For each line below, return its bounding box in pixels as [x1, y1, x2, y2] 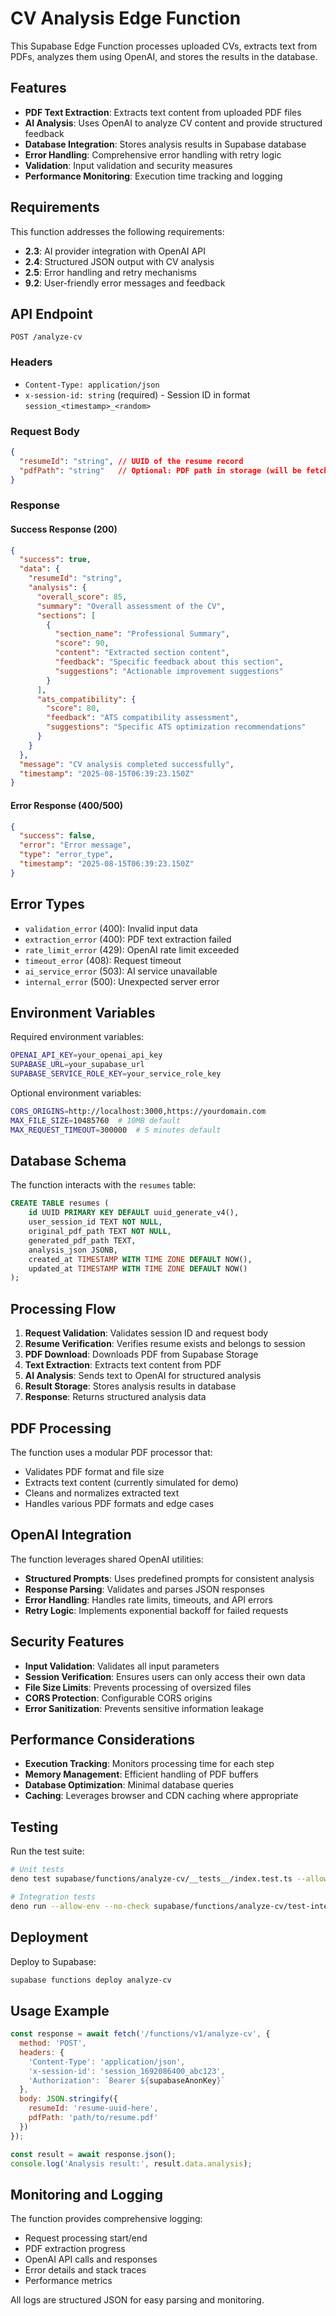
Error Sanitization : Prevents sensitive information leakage [24, 1702, 264, 1714]
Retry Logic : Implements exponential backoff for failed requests [24, 1604, 289, 1616]
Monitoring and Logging [10, 2186, 164, 2203]
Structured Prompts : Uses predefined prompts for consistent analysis [24, 1572, 315, 1584]
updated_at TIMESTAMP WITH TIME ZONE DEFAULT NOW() [28, 1263, 248, 1274]
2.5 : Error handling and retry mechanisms [24, 266, 197, 278]
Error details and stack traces [24, 2264, 147, 2276]
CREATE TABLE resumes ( [10, 1198, 110, 1209]
